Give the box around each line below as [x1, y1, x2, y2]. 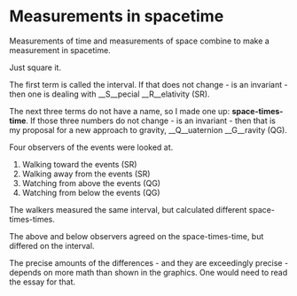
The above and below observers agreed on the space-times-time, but [9, 230, 264, 241]
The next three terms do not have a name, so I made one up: [9, 105, 231, 116]
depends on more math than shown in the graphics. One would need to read [9, 267, 288, 277]
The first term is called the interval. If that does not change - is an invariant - [9, 79, 288, 90]
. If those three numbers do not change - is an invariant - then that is [26, 115, 277, 126]
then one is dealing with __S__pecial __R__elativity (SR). [9, 89, 210, 99]
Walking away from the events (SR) [21, 168, 151, 179]
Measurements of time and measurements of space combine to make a [9, 35, 270, 46]
